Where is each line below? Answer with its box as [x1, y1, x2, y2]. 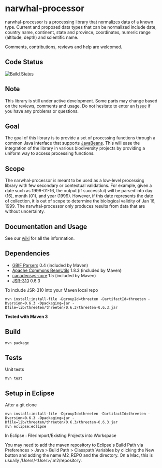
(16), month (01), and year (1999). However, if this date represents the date [5, 193, 153, 199]
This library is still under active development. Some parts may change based [5, 98, 158, 103]
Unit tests [5, 367, 24, 372]
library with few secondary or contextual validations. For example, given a [5, 183, 152, 188]
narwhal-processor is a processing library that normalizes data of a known [5, 19, 154, 25]
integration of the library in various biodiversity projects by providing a [5, 145, 145, 151]
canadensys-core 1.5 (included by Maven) [12, 272, 96, 278]
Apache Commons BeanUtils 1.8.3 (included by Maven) [12, 267, 122, 273]
